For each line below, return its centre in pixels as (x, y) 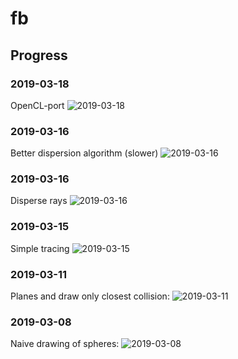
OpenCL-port (37, 105)
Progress (39, 55)
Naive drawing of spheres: (65, 344)
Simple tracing (40, 248)
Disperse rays (39, 201)
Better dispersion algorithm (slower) (84, 153)
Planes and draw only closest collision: (90, 296)
